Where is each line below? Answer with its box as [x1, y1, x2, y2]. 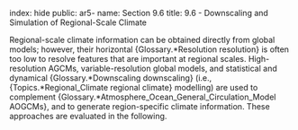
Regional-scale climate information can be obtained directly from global [9, 35, 275, 45]
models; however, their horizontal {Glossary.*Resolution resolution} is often [9, 44, 290, 55]
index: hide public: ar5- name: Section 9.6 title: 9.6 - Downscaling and [9, 8, 268, 18]
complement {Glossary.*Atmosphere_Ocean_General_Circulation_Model [9, 91, 276, 102]
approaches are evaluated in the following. [9, 111, 167, 121]
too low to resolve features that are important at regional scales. [9, 54, 247, 64]
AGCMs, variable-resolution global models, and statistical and [48, 63, 277, 74]
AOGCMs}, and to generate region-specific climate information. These [9, 101, 270, 111]
